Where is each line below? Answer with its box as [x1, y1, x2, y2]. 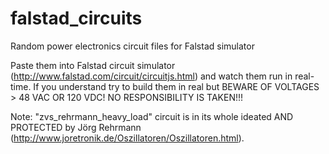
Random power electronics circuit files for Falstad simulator [10, 40, 255, 52]
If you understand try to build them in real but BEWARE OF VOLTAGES [33, 80, 320, 92]
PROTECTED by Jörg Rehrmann [10, 121, 142, 133]
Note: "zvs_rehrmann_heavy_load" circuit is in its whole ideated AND [10, 110, 294, 122]
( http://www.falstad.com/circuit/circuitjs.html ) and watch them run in [10, 70, 293, 82]
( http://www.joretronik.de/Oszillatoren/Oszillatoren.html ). [10, 132, 245, 144]
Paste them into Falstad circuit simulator [10, 59, 176, 71]
